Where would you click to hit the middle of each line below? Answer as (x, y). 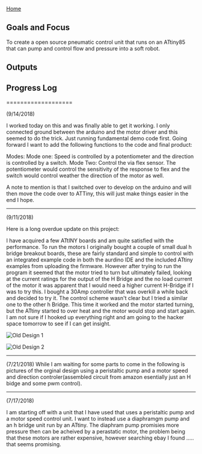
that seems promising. (34, 444)
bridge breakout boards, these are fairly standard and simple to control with (100, 253)
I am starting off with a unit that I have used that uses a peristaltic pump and (100, 413)
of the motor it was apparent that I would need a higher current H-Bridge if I (100, 286)
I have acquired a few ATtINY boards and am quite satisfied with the (90, 241)
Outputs (22, 68)
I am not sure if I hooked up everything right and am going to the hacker (95, 317)
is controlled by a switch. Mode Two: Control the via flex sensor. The (91, 163)
